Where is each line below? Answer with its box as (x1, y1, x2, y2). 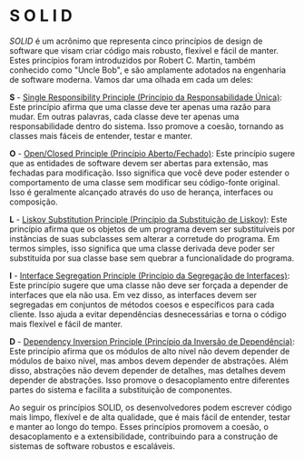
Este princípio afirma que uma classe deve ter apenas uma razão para (9, 101, 271, 112)
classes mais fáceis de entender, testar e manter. (9, 130, 193, 141)
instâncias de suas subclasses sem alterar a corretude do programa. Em (9, 233, 279, 244)
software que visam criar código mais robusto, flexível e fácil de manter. (9, 45, 279, 55)
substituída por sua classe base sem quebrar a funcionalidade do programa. (9, 252, 295, 264)
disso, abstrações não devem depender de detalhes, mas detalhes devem (9, 364, 286, 375)
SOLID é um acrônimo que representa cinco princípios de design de (9, 35, 263, 46)
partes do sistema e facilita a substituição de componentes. (9, 384, 233, 395)
